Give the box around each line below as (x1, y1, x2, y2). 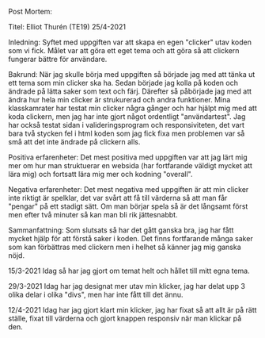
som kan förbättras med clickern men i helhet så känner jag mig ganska (8, 242, 241, 252)
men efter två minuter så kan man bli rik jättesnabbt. (8, 210, 178, 219)
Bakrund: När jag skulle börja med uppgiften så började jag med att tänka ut (8, 70, 256, 79)
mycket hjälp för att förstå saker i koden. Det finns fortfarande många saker (8, 234, 253, 243)
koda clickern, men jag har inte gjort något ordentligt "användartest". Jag (8, 112, 246, 121)
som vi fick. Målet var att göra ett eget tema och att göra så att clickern (8, 46, 240, 55)
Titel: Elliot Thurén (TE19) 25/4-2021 (8, 22, 127, 31)
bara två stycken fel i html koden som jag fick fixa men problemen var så (8, 129, 245, 138)
